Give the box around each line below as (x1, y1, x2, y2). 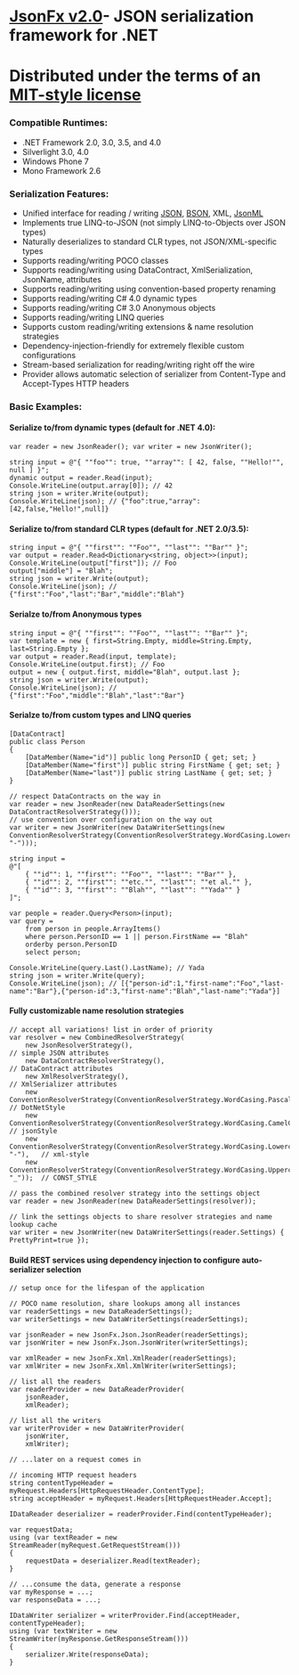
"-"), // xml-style (9, 1149, 90, 1159)
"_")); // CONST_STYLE (9, 1173, 98, 1182)
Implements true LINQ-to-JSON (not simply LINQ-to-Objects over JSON (21, 217, 287, 228)
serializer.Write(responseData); (25, 1650, 149, 1659)
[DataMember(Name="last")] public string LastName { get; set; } (25, 768, 273, 777)
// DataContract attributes (9, 1064, 114, 1073)
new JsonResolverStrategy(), (25, 1041, 133, 1050)
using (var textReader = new (9, 1533, 117, 1542)
